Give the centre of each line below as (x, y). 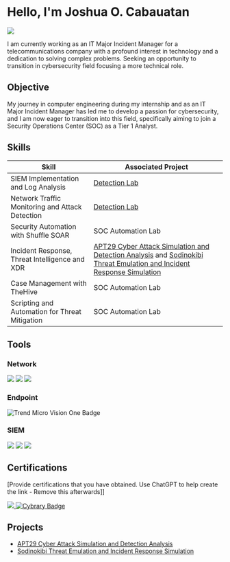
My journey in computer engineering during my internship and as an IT (107, 104)
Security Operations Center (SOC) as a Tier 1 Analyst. (82, 126)
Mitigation (27, 320)
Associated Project (156, 167)
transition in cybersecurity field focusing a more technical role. (95, 65)
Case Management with (49, 283)
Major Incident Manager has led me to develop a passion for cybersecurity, (113, 111)
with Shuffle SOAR (40, 235)
